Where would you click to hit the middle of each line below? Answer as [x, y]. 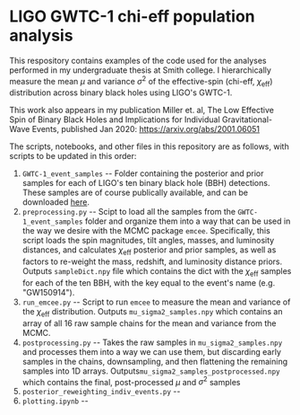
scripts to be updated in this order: [73, 156]
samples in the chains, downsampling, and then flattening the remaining [155, 361]
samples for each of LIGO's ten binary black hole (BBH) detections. [146, 183]
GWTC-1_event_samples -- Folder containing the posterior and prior [143, 173]
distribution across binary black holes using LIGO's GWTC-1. [121, 93]
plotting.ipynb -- [55, 401]
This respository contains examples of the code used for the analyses [138, 60]
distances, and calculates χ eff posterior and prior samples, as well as [149, 251]
